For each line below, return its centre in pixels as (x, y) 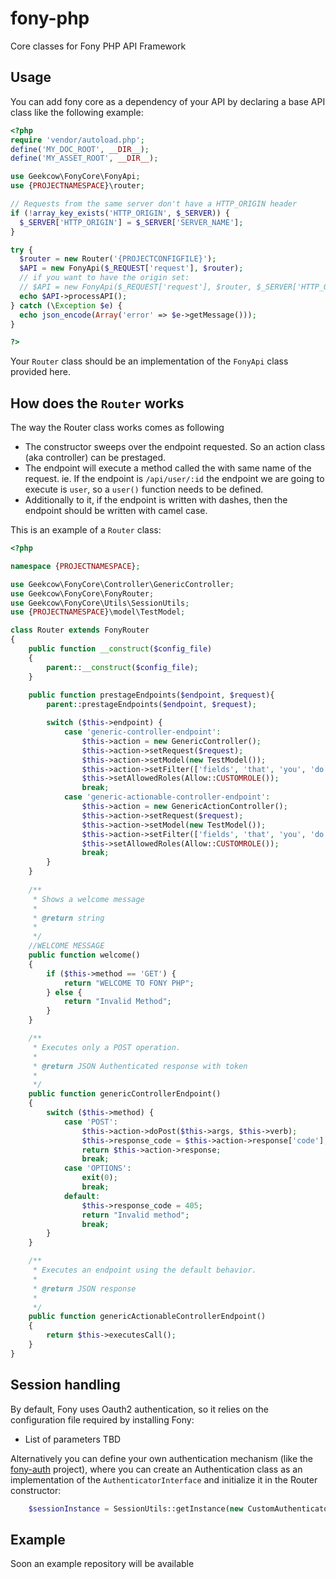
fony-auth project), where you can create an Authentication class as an (156, 1469)
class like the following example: (77, 112)
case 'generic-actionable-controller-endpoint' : (167, 797)
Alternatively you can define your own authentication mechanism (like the (162, 1458)
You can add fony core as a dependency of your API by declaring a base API (168, 101)
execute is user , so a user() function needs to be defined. (144, 489)
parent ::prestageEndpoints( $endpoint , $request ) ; (151, 705)
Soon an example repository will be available (102, 1564)
